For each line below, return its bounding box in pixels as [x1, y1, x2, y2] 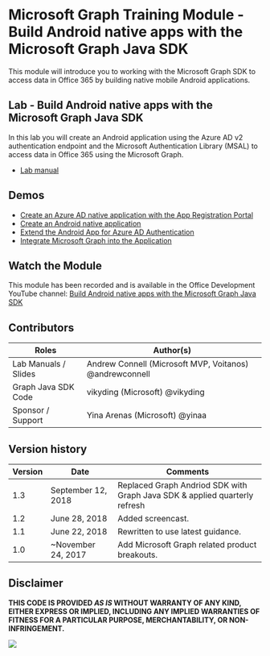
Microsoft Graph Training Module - [8, 6, 244, 24]
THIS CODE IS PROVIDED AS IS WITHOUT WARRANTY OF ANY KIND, [8, 598, 242, 608]
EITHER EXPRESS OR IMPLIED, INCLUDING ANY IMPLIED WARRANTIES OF [8, 606, 260, 616]
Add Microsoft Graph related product [117, 539, 257, 550]
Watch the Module [8, 259, 102, 272]
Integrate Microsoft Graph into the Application [19, 235, 173, 245]
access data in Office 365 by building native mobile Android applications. [8, 75, 251, 85]
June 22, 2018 [51, 526, 108, 537]
